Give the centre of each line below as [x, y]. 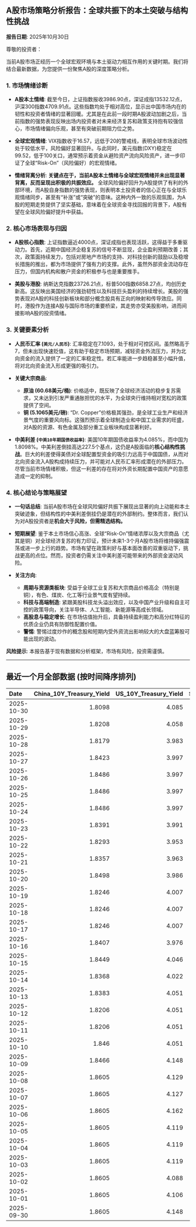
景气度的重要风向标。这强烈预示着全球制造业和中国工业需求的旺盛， [105, 419]
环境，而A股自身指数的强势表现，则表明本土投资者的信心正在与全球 [101, 190]
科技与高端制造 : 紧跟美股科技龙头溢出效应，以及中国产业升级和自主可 [106, 602]
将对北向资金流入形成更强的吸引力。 [58, 366]
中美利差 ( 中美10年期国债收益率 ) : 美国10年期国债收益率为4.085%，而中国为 [101, 439]
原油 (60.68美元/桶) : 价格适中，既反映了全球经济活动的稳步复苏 [99, 390]
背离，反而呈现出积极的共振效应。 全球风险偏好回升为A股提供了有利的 [99, 182]
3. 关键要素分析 [28, 330]
